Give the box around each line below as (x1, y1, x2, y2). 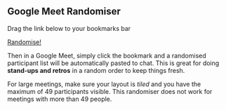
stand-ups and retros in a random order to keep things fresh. (7, 66, 185, 74)
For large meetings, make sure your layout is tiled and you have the (7, 80, 201, 88)
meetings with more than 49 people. (7, 95, 112, 103)
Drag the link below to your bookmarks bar (7, 24, 131, 32)
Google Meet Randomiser (7, 6, 121, 18)
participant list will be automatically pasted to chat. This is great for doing (7, 59, 220, 67)
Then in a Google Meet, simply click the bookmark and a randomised (7, 51, 207, 60)
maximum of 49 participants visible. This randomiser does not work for (7, 87, 213, 95)
